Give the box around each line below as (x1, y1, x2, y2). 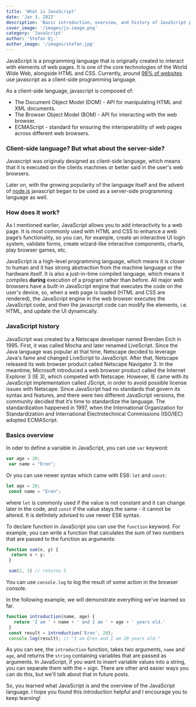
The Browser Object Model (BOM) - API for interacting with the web (14, 111, 177, 118)
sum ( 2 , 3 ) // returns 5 (8, 568, 66, 574)
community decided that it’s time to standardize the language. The (6, 397, 165, 404)
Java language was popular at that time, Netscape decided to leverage (6, 348, 176, 355)
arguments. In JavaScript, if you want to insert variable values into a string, (6, 658, 186, 665)
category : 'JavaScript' (6, 30, 64, 36)
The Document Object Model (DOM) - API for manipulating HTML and (14, 98, 182, 105)
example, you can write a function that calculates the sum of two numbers (6, 529, 184, 536)
